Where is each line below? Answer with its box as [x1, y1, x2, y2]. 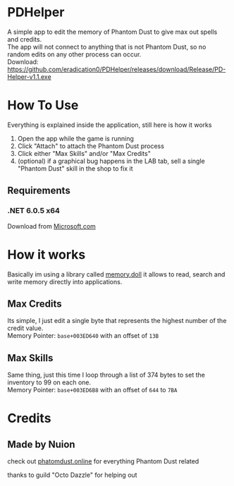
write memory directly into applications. [7, 277, 123, 286]
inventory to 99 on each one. [7, 378, 92, 387]
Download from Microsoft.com [7, 221, 97, 230]
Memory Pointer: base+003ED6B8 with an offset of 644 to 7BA [7, 386, 178, 394]
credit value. [7, 324, 44, 332]
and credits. [7, 35, 42, 43]
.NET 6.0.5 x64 [7, 206, 60, 216]
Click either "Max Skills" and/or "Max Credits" [17, 149, 152, 157]
